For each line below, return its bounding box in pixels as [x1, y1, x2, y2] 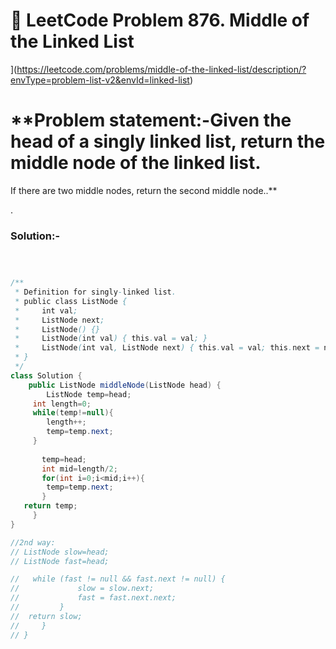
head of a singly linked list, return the [10, 130, 326, 153]
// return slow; [10, 611, 83, 621]
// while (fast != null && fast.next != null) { [10, 574, 226, 584]
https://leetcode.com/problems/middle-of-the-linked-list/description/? [16, 63, 307, 75]
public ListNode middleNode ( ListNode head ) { [28, 380, 222, 390]
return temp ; [23, 501, 78, 511]
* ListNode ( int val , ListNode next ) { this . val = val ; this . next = [14, 343, 320, 353]
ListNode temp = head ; [46, 389, 132, 399]
